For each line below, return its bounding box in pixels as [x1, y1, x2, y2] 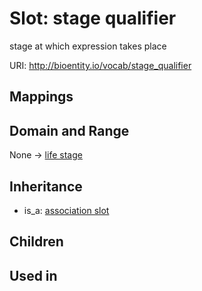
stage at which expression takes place [9, 40, 167, 52]
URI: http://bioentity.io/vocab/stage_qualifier [9, 59, 192, 71]
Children [9, 233, 64, 251]
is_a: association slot [23, 204, 110, 216]
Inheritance [9, 178, 83, 195]
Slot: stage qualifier [9, 7, 177, 30]
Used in [9, 267, 58, 284]
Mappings [9, 88, 74, 106]
